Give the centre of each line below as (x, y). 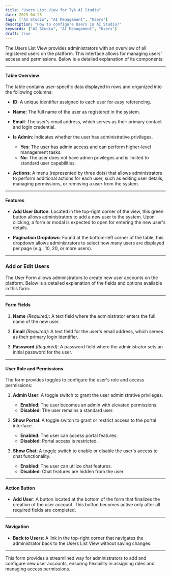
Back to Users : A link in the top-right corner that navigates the (78, 538)
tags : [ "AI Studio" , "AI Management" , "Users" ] (57, 19)
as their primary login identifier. (45, 337)
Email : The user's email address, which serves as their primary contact (87, 122)
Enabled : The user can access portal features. (69, 435)
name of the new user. (36, 321)
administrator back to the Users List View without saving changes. (82, 543)
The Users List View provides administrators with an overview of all (76, 48)
